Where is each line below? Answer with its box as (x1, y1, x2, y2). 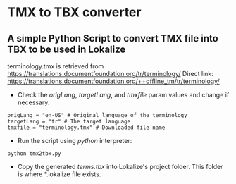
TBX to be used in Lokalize (7, 43, 126, 55)
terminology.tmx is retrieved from (7, 62, 104, 70)
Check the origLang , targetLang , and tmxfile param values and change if (17, 91, 230, 99)
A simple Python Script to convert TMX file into (7, 32, 218, 44)
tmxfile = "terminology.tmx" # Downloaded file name (7, 124, 166, 131)
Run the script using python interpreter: (17, 137, 132, 145)
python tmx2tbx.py (7, 150, 61, 157)
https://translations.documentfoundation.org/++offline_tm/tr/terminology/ (7, 77, 220, 85)
